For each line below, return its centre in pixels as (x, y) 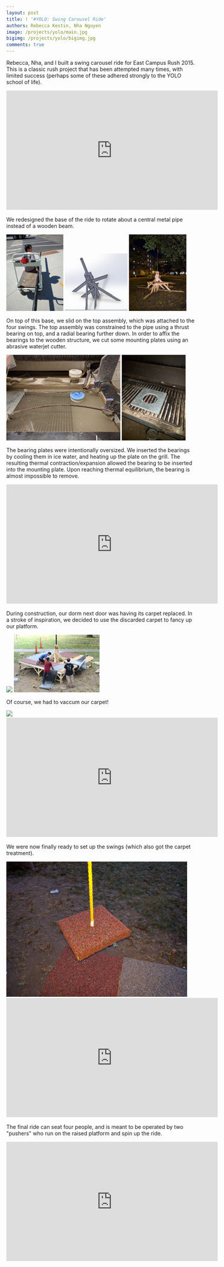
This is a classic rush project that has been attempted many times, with (94, 69)
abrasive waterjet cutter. (37, 347)
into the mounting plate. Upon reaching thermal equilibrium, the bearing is (98, 470)
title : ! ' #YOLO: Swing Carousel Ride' (56, 19)
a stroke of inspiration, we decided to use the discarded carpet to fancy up (99, 620)
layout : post (23, 13)
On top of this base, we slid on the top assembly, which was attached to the (101, 321)
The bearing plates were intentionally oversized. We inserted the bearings (98, 450)
